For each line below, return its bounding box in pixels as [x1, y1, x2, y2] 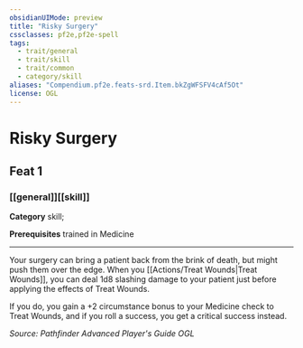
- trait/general [17, 47, 78, 56]
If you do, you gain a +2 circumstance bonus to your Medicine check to [9, 301, 275, 312]
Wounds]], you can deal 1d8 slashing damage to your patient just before [9, 274, 277, 285]
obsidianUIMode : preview [9, 13, 103, 23]
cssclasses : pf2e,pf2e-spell [9, 30, 119, 39]
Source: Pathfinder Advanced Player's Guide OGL [9, 328, 196, 339]
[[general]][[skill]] [9, 191, 90, 203]
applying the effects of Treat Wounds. [9, 284, 151, 295]
